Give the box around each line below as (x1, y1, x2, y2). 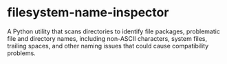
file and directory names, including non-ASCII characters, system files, (7, 34, 208, 42)
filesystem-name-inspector (7, 5, 169, 20)
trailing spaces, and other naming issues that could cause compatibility (7, 42, 209, 50)
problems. (7, 49, 36, 57)
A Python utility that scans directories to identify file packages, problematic (7, 27, 220, 35)
